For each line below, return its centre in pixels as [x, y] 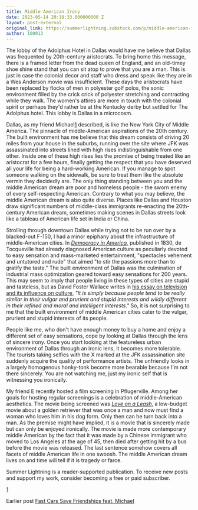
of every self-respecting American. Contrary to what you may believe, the [95, 194]
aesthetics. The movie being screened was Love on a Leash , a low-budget [97, 404]
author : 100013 [25, 34]
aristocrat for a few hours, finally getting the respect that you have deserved [99, 163]
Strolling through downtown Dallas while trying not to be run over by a [91, 230]
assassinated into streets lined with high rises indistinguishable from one [94, 150]
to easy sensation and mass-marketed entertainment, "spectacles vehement [99, 255]
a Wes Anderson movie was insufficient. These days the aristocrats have [94, 82]
